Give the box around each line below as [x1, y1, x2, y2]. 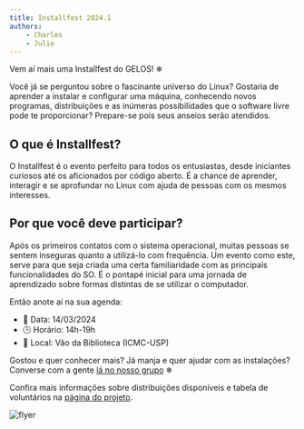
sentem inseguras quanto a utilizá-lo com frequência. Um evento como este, [9, 249, 296, 260]
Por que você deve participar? [9, 215, 183, 232]
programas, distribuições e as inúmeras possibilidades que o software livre [9, 101, 290, 112]
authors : [9, 22, 43, 31]
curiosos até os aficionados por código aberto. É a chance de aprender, [9, 170, 279, 182]
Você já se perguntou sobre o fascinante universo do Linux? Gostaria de [9, 81, 279, 92]
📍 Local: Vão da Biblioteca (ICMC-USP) [22, 337, 170, 348]
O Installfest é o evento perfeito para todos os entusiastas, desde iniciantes [9, 161, 291, 172]
